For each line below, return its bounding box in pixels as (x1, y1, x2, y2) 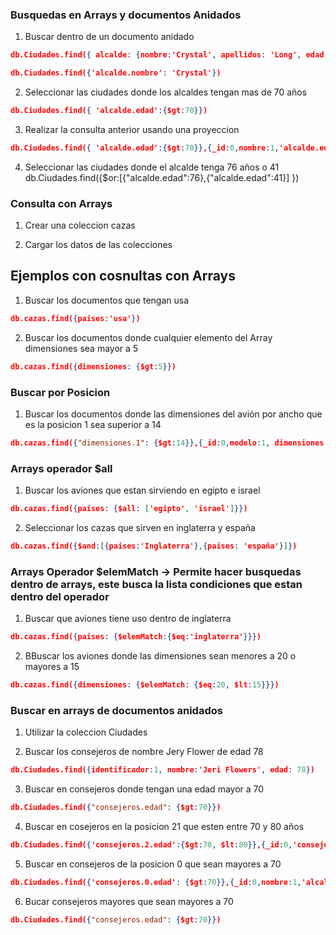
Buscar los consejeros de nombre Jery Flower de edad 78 (24, 746, 264, 758)
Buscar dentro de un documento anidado (24, 31, 195, 43)
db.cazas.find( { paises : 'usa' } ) (10, 313, 141, 323)
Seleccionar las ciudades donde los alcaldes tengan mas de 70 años (24, 86, 308, 98)
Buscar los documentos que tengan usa (24, 294, 190, 306)
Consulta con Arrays (10, 196, 113, 210)
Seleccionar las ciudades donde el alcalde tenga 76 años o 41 (24, 161, 280, 173)
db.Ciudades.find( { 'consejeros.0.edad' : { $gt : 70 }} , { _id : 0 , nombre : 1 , (10, 877, 302, 887)
